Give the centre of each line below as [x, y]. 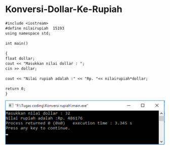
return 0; [16, 89]
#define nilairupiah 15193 [35, 28]
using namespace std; [28, 33]
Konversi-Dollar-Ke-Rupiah [64, 9]
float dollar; [20, 58]
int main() [17, 43]
